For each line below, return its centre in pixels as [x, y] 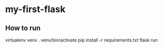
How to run [23, 28]
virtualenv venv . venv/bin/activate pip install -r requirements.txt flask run [81, 40]
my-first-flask [35, 9]
